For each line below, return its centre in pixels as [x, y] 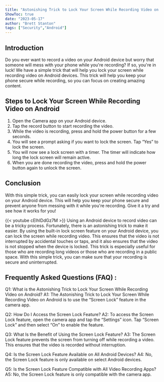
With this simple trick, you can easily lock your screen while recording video [82, 195]
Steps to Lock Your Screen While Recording [73, 101]
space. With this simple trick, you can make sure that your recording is [76, 257]
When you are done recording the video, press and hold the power [79, 162]
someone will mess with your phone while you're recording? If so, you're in [81, 65]
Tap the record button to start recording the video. [63, 126]
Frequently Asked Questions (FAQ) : [61, 278]
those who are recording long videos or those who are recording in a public [81, 252]
